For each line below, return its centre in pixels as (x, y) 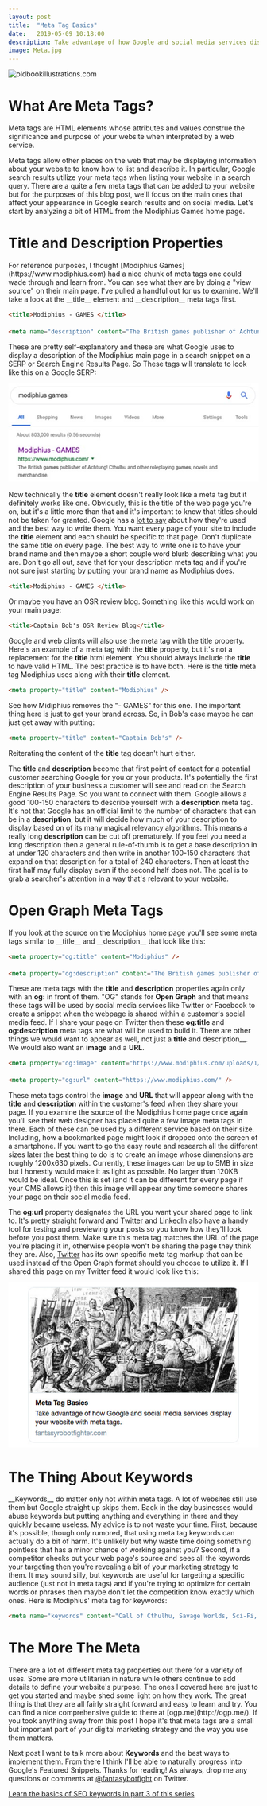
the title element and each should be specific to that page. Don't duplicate (130, 537)
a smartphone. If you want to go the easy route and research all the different (133, 1146)
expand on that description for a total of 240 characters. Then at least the (129, 861)
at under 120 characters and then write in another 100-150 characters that (129, 853)
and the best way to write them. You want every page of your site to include (132, 528)
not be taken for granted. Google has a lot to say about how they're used (127, 520)
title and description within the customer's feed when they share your (124, 1103)
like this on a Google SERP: (52, 372)
